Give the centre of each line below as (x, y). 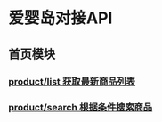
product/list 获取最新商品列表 (72, 81)
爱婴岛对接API (61, 18)
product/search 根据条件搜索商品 (81, 108)
